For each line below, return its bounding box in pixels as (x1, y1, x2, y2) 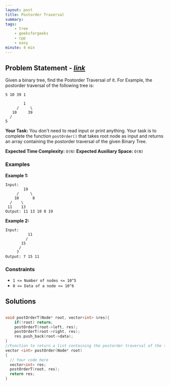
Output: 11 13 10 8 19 (5, 208, 53, 214)
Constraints (5, 266, 35, 273)
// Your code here (10, 357, 49, 362)
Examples (5, 161, 30, 168)
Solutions (5, 297, 36, 306)
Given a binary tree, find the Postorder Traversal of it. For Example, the (5, 77, 153, 83)
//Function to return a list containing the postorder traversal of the (5, 344, 162, 349)
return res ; (10, 371, 35, 377)
